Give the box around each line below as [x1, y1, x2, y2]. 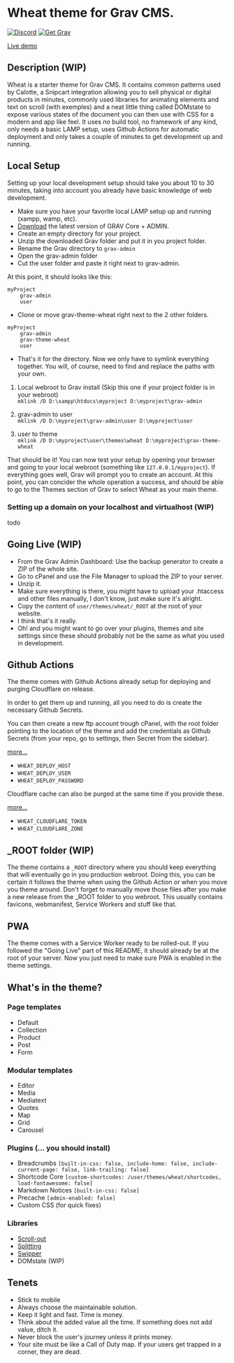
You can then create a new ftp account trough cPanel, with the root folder [7, 720, 219, 728]
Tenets [7, 1277, 38, 1289]
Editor [17, 1081, 35, 1090]
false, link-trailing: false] [61, 1167, 149, 1174]
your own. [17, 369, 47, 378]
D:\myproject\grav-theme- [145, 437, 221, 444]
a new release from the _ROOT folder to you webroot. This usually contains [7, 893, 224, 901]
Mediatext [17, 1096, 47, 1105]
